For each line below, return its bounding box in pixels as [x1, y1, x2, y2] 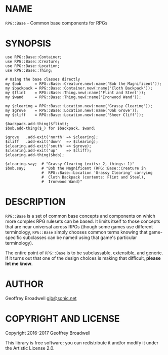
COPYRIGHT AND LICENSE [5, 313, 120, 324]
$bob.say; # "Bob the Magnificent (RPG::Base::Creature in [5, 166, 146, 171]
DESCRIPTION [5, 196, 66, 208]
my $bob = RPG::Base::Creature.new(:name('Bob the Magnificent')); [5, 81, 162, 86]
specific [5, 234, 22, 241]
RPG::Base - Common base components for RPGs [5, 20, 108, 26]
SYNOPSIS [5, 38, 52, 49]
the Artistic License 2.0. [5, 345, 55, 351]
